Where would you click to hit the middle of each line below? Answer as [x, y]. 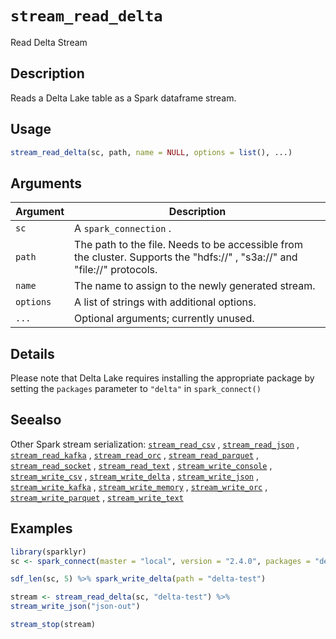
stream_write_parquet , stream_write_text [97, 497]
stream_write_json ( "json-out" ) [75, 607]
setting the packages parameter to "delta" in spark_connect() [136, 389]
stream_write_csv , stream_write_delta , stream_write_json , [134, 476]
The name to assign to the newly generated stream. [195, 286]
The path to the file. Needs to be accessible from [188, 245]
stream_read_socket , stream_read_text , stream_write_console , [141, 465]
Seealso [36, 420]
